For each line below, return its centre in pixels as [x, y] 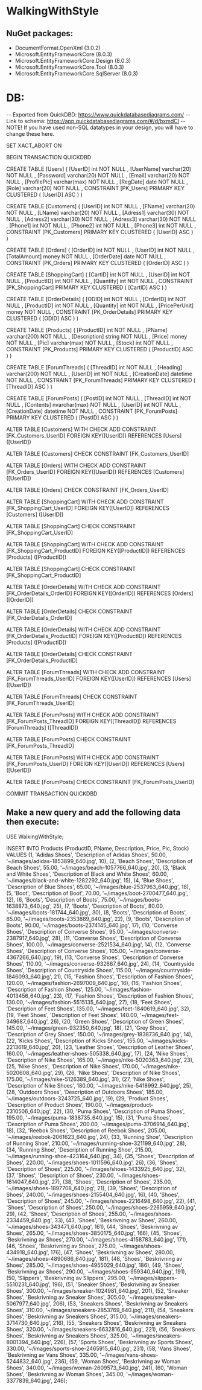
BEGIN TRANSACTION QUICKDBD [49, 157]
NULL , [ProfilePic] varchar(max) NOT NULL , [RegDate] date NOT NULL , [97, 182]
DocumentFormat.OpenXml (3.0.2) [58, 48]
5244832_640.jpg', [30, 1361]
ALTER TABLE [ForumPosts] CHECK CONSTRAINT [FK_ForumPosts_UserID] [100, 782]
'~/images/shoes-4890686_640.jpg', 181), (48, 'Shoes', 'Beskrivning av [94, 1258]
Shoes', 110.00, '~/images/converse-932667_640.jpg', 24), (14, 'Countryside [100, 963]
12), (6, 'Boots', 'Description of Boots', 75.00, [62, 899]
